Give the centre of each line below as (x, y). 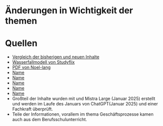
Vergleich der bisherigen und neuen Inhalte (56, 57)
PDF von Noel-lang (31, 67)
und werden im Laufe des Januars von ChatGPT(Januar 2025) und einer (85, 104)
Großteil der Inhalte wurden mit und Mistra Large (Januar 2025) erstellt (84, 99)
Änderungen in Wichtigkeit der (69, 11)
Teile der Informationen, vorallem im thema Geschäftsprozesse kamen (83, 114)
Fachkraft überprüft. (32, 109)
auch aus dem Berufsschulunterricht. (49, 120)
